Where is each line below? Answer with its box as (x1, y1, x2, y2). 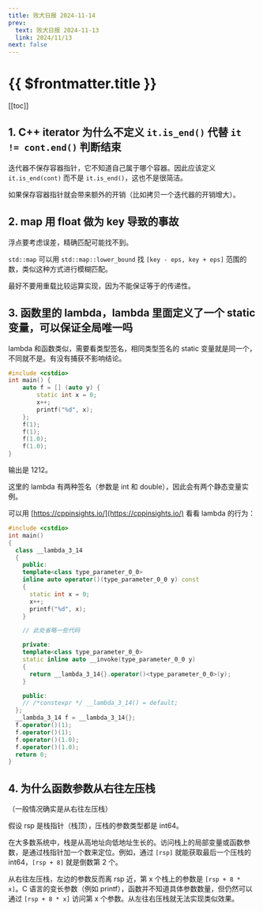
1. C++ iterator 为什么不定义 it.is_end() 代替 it (8, 126, 242, 139)
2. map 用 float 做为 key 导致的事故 (8, 215, 179, 229)
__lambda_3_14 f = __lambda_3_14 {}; (15, 714, 136, 722)
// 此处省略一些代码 (22, 627, 81, 635)
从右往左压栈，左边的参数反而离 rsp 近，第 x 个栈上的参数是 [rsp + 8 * (8, 874, 241, 884)
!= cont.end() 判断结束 (8, 141, 122, 154)
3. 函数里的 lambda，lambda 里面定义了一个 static (8, 306, 256, 320)
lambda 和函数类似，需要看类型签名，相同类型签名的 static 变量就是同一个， (8, 343, 257, 353)
